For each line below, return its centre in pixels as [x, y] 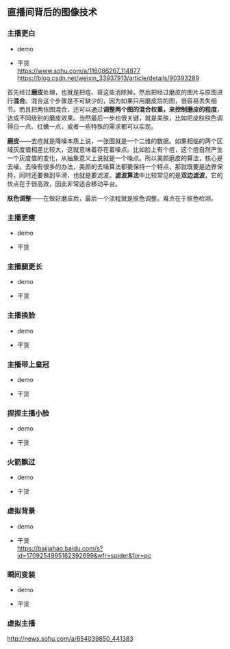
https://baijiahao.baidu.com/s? [60, 548]
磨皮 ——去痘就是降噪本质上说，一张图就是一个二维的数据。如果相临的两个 [112, 141]
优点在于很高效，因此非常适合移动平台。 [64, 183]
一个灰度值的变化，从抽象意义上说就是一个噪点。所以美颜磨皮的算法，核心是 [115, 158]
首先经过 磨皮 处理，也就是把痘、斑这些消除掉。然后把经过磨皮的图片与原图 [112, 92]
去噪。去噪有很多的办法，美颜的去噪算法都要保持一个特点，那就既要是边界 [112, 166]
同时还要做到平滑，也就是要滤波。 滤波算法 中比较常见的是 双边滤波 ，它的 [121, 175]
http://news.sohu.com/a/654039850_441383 [70, 639]
